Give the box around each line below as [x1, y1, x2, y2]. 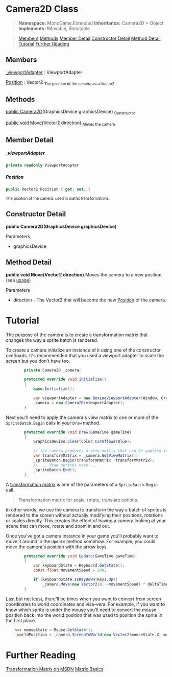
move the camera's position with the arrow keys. [6, 544, 108, 550]
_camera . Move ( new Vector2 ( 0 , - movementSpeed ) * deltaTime [42, 581, 168, 587]
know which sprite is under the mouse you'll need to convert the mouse [6, 606, 157, 613]
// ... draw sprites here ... [33, 462, 97, 468]
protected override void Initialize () [24, 377, 107, 382]
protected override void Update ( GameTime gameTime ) [24, 553, 137, 558]
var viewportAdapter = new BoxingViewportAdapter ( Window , [33, 395, 159, 401]
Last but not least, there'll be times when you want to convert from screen [6, 596, 161, 602]
